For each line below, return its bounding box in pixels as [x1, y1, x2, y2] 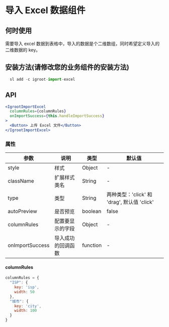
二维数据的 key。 [5, 47, 41, 53]
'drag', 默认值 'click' [106, 199, 154, 206]
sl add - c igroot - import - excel [10, 77, 75, 82]
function [82, 242, 102, 249]
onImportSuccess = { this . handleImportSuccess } [10, 114, 105, 119]
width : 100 [14, 308, 37, 313]
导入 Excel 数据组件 [5, 5, 86, 16]
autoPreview [8, 208, 38, 215]
